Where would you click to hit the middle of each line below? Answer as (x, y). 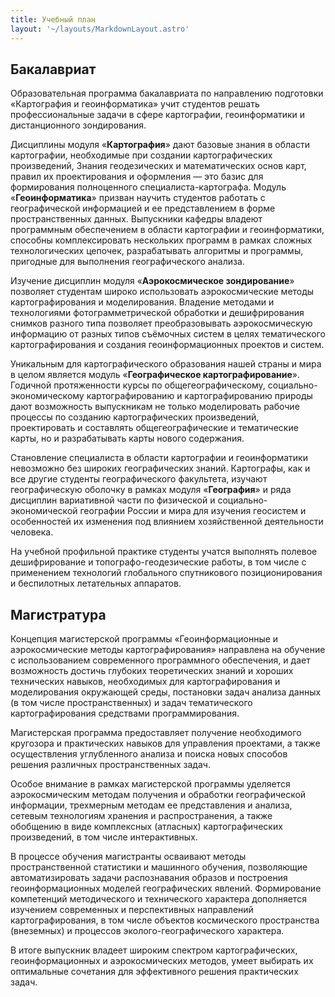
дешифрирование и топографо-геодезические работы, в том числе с (158, 562)
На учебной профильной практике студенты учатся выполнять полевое (164, 552)
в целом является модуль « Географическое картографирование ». (155, 375)
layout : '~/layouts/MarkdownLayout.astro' (100, 29)
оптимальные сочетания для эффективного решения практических (154, 972)
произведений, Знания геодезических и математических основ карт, (158, 166)
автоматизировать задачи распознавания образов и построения (149, 878)
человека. (32, 532)
